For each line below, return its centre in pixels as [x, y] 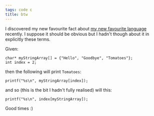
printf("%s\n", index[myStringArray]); [47, 99]
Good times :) [19, 108]
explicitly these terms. [28, 39]
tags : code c [19, 10]
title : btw [16, 14]
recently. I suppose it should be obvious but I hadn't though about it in [77, 34]
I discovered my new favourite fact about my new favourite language [76, 28]
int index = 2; [21, 62]
